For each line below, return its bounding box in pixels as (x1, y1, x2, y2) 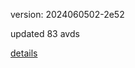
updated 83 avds (10, 28, 80, 39)
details (10, 47, 38, 59)
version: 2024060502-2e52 (10, 9, 125, 20)
